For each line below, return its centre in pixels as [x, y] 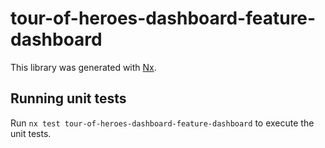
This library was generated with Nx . [83, 67]
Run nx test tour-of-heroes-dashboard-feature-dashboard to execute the [162, 123]
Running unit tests [68, 98]
